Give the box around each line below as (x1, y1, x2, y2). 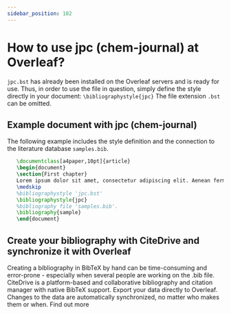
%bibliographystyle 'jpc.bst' (16, 190, 103, 197)
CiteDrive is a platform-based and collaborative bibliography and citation (7, 278, 213, 286)
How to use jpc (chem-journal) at (7, 39, 199, 55)
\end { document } (16, 216, 60, 222)
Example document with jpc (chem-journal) (7, 118, 197, 131)
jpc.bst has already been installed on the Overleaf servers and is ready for (7, 77, 220, 85)
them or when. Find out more (7, 300, 89, 308)
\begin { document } (16, 165, 67, 171)
